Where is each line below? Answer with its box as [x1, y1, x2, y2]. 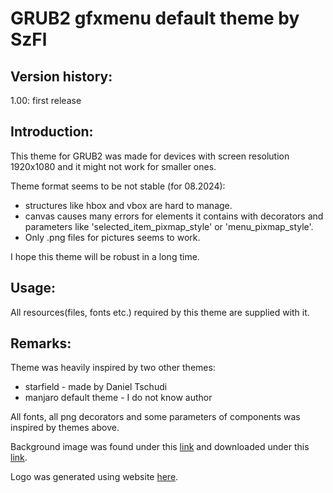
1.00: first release [10, 95, 82, 106]
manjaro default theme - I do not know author [24, 392, 213, 404]
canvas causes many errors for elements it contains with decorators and [24, 210, 324, 222]
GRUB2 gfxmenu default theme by [10, 7, 300, 30]
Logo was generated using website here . [10, 471, 179, 483]
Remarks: [10, 335, 72, 352]
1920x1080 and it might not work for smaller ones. [10, 160, 217, 172]
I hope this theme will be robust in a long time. [10, 250, 200, 262]
